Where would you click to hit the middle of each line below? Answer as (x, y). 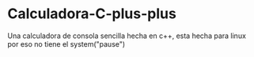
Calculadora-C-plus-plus (92, 14)
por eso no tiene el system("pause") (66, 44)
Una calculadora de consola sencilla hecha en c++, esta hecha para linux (127, 36)
